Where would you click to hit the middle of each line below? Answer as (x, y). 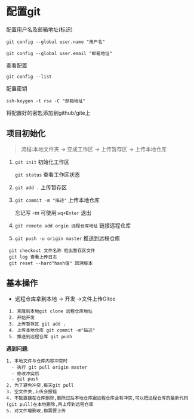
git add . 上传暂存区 (41, 187)
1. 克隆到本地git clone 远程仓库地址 (51, 311)
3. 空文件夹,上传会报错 (32, 391)
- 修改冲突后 (26, 374)
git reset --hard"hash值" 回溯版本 (51, 263)
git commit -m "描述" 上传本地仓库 (57, 200)
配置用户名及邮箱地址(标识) (40, 29)
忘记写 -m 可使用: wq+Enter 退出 (53, 212)
